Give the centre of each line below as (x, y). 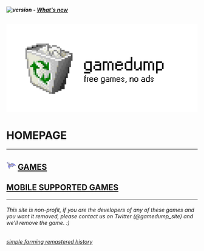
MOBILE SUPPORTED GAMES (63, 188)
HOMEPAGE (37, 135)
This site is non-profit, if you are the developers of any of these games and (100, 210)
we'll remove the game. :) (38, 223)
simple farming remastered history (49, 241)
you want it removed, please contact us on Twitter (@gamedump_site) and (100, 216)
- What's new (50, 10)
